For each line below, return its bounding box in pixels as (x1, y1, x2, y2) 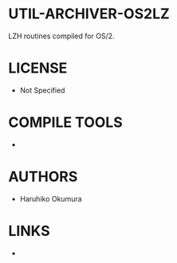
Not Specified (19, 85, 65, 95)
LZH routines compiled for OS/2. (8, 31, 115, 41)
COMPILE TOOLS (8, 113, 123, 131)
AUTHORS (8, 168, 78, 186)
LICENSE (8, 59, 68, 77)
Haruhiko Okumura (19, 194, 82, 203)
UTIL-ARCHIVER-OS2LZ (8, 5, 170, 23)
